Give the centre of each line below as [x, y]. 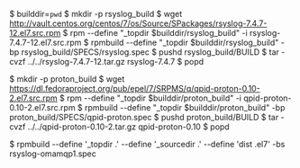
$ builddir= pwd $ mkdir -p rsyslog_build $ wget [96, 14]
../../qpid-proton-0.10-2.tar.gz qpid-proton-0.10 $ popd [128, 127]
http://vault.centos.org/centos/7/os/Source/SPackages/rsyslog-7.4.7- [138, 23]
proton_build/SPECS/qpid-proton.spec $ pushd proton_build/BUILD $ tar [144, 117]
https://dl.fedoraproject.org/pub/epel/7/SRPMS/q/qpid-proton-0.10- [135, 88]
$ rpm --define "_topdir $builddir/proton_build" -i [150, 98]
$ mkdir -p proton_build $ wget [67, 79]
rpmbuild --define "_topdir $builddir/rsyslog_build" [185, 42]
